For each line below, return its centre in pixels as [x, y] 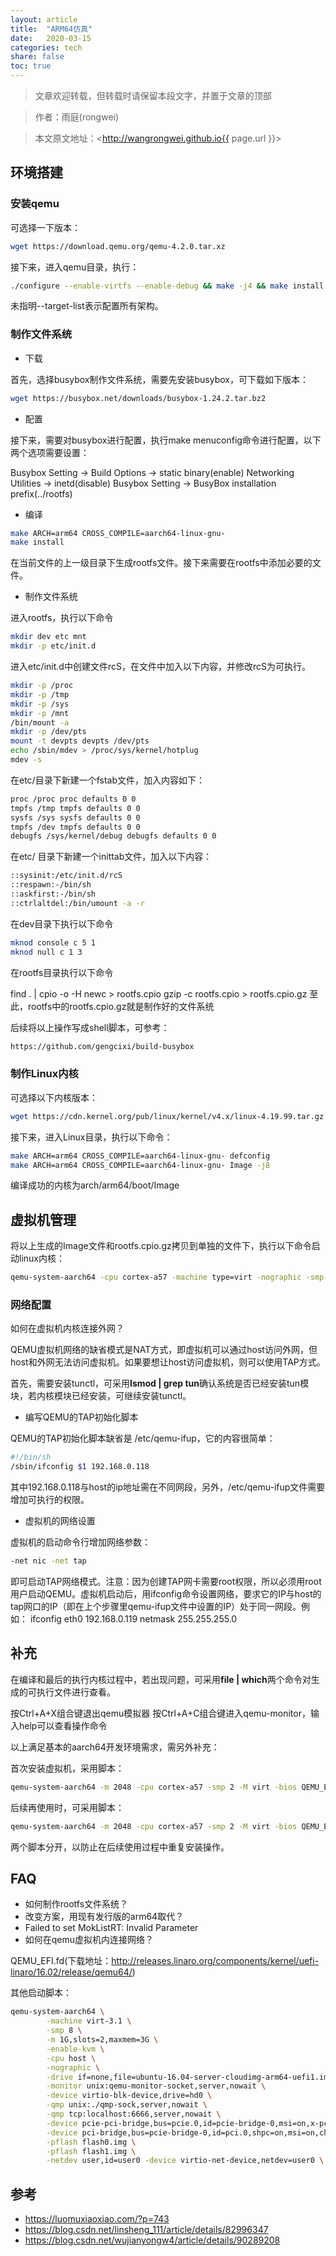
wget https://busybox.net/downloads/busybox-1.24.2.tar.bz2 [138, 398]
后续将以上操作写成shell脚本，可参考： [90, 1027]
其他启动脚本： [41, 1993]
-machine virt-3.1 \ [89, 2021]
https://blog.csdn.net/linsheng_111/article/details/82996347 [146, 2230]
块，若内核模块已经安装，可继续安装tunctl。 [101, 1396]
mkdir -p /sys [40, 704]
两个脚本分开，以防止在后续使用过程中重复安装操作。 [120, 1847]
